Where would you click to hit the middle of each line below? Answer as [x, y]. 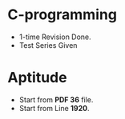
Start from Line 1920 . [54, 108]
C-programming [62, 15]
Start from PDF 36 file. [56, 99]
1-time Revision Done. [55, 37]
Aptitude [37, 78]
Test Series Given [48, 45]
